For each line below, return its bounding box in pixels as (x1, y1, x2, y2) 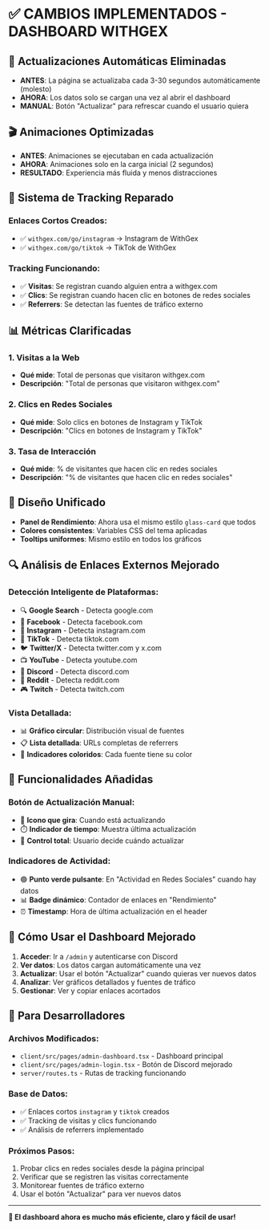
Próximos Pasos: (8, 1145, 75, 1156)
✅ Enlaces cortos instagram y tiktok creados (19, 1106, 170, 1116)
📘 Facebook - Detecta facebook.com (19, 617, 143, 626)
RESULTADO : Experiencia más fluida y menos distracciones (19, 168, 218, 177)
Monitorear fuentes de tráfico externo (19, 1180, 145, 1190)
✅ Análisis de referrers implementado (19, 1125, 144, 1134)
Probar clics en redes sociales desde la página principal (19, 1163, 205, 1173)
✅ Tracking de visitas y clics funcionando (19, 1115, 158, 1125)
